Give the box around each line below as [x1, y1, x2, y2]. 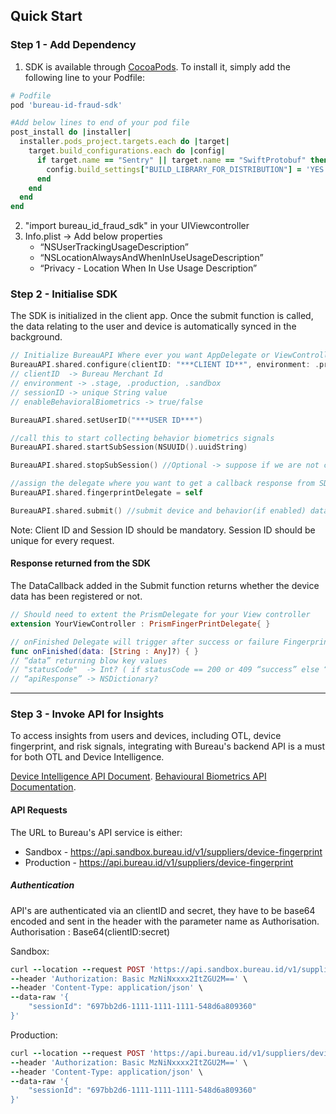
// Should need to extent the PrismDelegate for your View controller [10, 610, 311, 620]
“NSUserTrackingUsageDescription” [39, 241, 190, 253]
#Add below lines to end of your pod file [10, 118, 190, 128]
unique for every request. [10, 534, 115, 546]
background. [10, 331, 63, 343]
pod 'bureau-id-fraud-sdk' [10, 100, 123, 110]
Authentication [10, 879, 75, 891]
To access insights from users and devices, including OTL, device [10, 730, 282, 742]
